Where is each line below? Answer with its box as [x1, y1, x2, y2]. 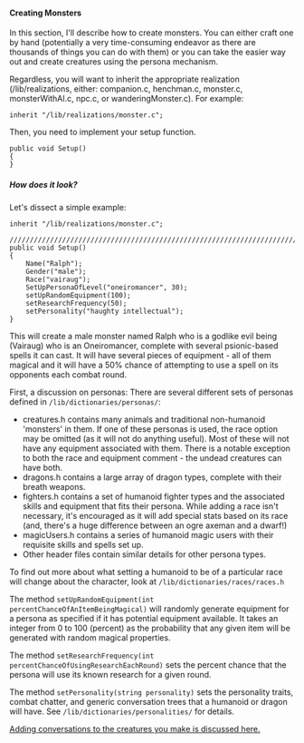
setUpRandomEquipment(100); [25, 291, 131, 300]
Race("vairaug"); [25, 275, 91, 285]
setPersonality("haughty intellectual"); [25, 307, 184, 317]
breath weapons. [22, 482, 86, 493]
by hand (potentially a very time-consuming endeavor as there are [9, 37, 256, 48]
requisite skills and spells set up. [22, 540, 144, 551]
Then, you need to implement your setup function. [9, 127, 196, 138]
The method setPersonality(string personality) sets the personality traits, [9, 687, 294, 698]
